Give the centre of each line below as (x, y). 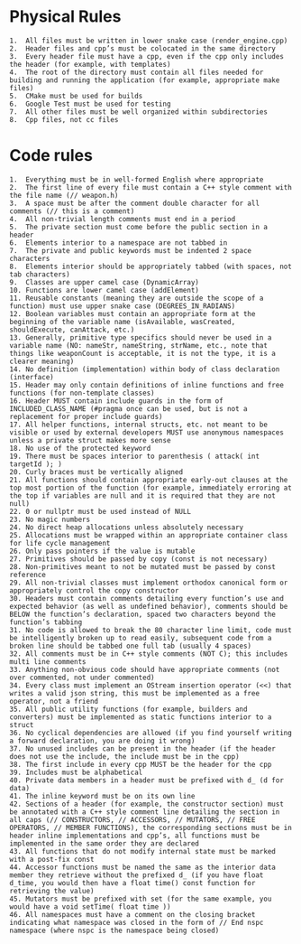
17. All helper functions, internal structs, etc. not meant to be (139, 425)
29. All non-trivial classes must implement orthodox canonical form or (149, 583)
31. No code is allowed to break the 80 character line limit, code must (151, 630)
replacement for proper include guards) (87, 416)
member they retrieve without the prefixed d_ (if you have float (137, 875)
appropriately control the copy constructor (94, 590)
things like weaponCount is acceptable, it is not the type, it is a (143, 353)
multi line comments (48, 661)
